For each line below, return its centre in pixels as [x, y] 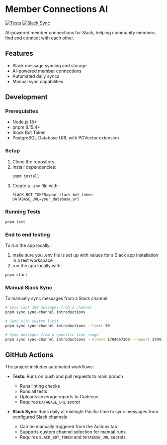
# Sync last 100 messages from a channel [49, 308]
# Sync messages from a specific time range [52, 334]
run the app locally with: [37, 266]
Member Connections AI [57, 9]
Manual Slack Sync [29, 287]
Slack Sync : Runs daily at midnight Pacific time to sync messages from [85, 412]
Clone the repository [33, 162]
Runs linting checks [40, 386]
